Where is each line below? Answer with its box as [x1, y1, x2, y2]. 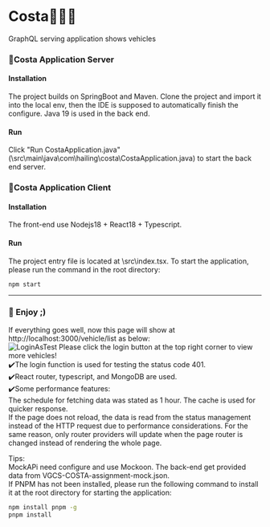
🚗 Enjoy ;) [8, 307, 47, 318]
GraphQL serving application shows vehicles [8, 34, 157, 43]
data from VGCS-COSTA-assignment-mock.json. [8, 470, 170, 480]
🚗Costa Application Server [8, 54, 115, 65]
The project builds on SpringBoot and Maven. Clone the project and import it [8, 92, 261, 101]
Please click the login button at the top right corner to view [59, 341, 253, 352]
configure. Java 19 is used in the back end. [8, 108, 150, 119]
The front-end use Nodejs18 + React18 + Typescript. [8, 220, 182, 230]
